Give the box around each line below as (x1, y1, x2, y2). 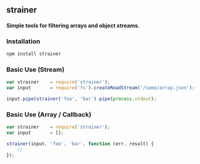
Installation (6, 37, 41, 45)
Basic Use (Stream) (6, 65, 65, 74)
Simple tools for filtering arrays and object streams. (6, 21, 140, 29)
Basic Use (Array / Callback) (6, 110, 91, 118)
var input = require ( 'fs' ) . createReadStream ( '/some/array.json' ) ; (6, 85, 195, 91)
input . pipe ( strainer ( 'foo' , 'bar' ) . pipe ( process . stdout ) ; (6, 96, 157, 102)
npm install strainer (6, 51, 62, 57)
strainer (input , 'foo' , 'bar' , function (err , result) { (6, 141, 154, 147)
